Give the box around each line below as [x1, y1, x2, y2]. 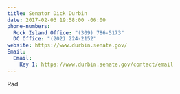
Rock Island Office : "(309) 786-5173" [13, 29, 125, 36]
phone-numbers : [7, 23, 51, 30]
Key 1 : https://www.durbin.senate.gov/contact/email [19, 61, 174, 68]
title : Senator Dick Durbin [7, 10, 88, 17]
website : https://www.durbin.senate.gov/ [7, 42, 128, 49]
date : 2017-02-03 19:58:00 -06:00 [7, 16, 106, 23]
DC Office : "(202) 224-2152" [13, 36, 97, 43]
